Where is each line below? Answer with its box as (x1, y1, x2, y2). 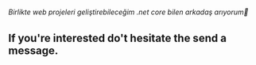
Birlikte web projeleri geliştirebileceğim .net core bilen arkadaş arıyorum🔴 (8, 7, 249, 17)
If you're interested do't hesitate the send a (8, 32, 227, 45)
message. (8, 44, 59, 58)
